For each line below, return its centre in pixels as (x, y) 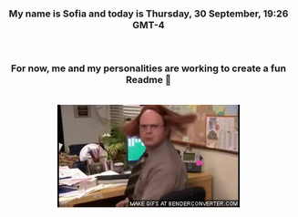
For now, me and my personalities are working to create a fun (149, 68)
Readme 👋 (149, 80)
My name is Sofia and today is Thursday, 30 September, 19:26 (149, 14)
